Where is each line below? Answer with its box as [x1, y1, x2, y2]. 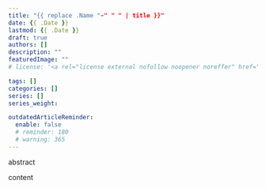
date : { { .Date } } [8, 19, 69, 27]
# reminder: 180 [15, 128, 69, 137]
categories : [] [8, 85, 59, 92]
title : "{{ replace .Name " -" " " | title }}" [8, 11, 165, 20]
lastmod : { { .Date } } [8, 26, 80, 34]
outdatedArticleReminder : [8, 114, 93, 122]
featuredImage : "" [8, 56, 69, 64]
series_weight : [8, 100, 59, 107]
